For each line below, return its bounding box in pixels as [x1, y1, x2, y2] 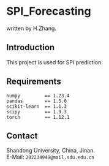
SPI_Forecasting [6, 4, 91, 18]
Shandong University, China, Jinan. [6, 147, 95, 154]
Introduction [6, 42, 55, 53]
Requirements [6, 77, 61, 87]
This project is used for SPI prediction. [6, 58, 103, 66]
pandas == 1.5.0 [6, 98, 67, 104]
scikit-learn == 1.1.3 [6, 103, 67, 110]
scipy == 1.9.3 [6, 108, 67, 115]
